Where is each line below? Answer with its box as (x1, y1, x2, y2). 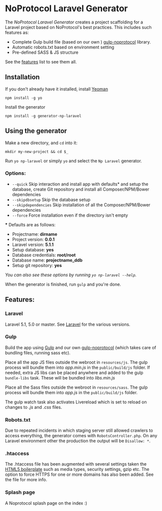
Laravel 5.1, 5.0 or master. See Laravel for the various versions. (5, 321, 130, 327)
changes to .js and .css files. (5, 404, 62, 410)
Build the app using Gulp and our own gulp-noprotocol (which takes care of (5, 344, 157, 350)
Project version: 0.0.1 (12, 236, 55, 242)
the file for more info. (5, 477, 48, 483)
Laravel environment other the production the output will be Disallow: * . (5, 438, 151, 444)
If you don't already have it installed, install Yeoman (5, 86, 108, 92)
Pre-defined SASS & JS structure (12, 49, 79, 55)
